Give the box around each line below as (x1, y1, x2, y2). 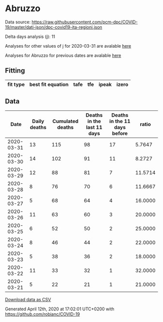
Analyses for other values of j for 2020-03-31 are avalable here (5, 43, 131, 49)
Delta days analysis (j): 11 (5, 34, 55, 39)
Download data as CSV (5, 296, 51, 302)
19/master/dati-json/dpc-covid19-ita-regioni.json (5, 24, 103, 30)
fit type (7, 81, 25, 88)
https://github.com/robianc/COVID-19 (5, 311, 80, 317)
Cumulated (52, 118, 79, 125)
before (112, 130, 128, 137)
